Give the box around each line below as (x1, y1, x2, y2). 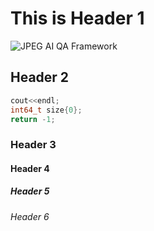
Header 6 (10, 210, 50, 222)
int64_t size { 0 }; (10, 105, 83, 115)
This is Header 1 (10, 7, 145, 30)
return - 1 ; (10, 114, 56, 124)
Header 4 (10, 162, 50, 174)
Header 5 (10, 185, 50, 197)
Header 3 (10, 138, 57, 152)
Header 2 (10, 69, 70, 86)
